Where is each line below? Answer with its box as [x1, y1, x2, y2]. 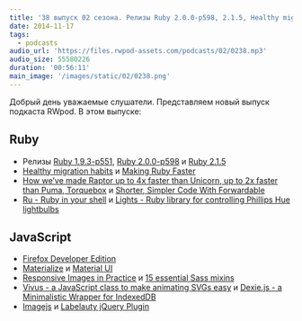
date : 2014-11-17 [9, 22, 75, 31]
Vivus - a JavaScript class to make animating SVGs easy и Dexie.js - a [22, 282, 283, 293]
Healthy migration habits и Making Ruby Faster [22, 165, 196, 176]
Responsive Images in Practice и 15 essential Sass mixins [22, 272, 235, 283]
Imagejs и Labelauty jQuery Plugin [22, 301, 150, 312]
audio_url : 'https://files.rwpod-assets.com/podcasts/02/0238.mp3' [9, 47, 268, 56]
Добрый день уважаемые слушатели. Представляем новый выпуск [9, 96, 270, 107]
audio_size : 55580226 [9, 55, 91, 64]
